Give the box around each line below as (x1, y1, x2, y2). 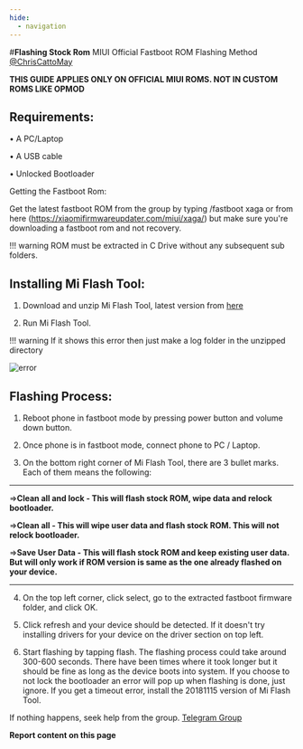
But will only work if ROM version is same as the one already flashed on (9, 556, 282, 567)
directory (9, 345, 43, 356)
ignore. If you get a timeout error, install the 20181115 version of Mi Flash (22, 685, 291, 696)
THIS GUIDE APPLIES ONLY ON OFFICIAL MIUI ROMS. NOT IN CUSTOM (9, 73, 279, 84)
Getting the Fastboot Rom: (9, 186, 107, 197)
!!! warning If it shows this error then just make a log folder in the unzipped (9, 336, 286, 346)
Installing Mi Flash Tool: (9, 276, 146, 291)
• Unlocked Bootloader (9, 168, 95, 179)
